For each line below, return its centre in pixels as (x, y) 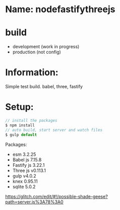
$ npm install (20, 125)
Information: (32, 73)
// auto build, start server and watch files (54, 130)
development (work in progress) (46, 47)
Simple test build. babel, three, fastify (44, 87)
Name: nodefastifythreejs (60, 9)
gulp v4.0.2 (24, 176)
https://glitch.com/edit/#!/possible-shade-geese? (57, 196)
